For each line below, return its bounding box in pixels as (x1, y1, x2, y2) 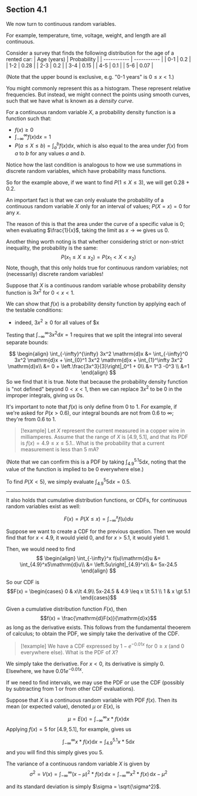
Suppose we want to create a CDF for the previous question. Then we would (6, 528, 191, 535)
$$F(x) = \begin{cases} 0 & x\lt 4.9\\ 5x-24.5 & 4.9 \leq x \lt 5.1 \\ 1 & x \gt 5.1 (6, 588, 191, 595)
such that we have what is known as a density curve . (6, 97, 134, 104)
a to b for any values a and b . (14, 149, 86, 156)
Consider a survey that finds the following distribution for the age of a (6, 49, 174, 56)
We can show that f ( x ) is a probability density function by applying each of (6, 300, 186, 308)
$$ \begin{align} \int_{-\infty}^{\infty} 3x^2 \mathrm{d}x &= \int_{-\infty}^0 (9, 350, 188, 358)
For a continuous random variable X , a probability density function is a (6, 108, 176, 115)
